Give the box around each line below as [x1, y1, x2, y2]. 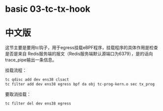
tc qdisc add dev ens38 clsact [5, 77, 69, 82]
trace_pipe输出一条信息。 [5, 57, 57, 63]
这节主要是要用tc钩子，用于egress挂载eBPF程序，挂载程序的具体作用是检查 [5, 45, 158, 51]
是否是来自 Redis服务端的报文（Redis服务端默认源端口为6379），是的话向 [5, 51, 153, 57]
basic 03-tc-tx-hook [5, 3, 91, 15]
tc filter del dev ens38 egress [5, 101, 71, 106]
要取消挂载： [5, 91, 31, 97]
